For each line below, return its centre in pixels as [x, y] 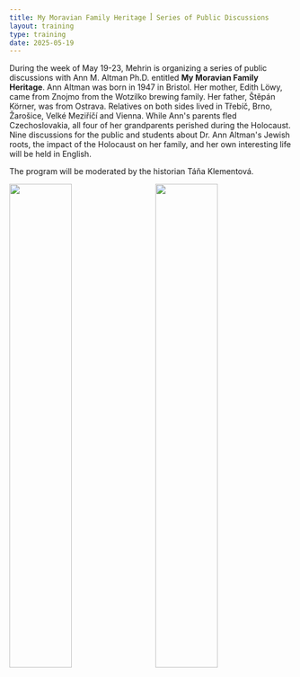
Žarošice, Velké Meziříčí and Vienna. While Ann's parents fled [123, 116]
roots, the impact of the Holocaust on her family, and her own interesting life [150, 145]
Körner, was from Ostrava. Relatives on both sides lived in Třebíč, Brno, [141, 106]
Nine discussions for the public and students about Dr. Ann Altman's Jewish [150, 135]
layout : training [42, 26]
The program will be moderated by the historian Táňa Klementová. [132, 171]
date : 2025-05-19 [42, 43]
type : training [38, 34]
